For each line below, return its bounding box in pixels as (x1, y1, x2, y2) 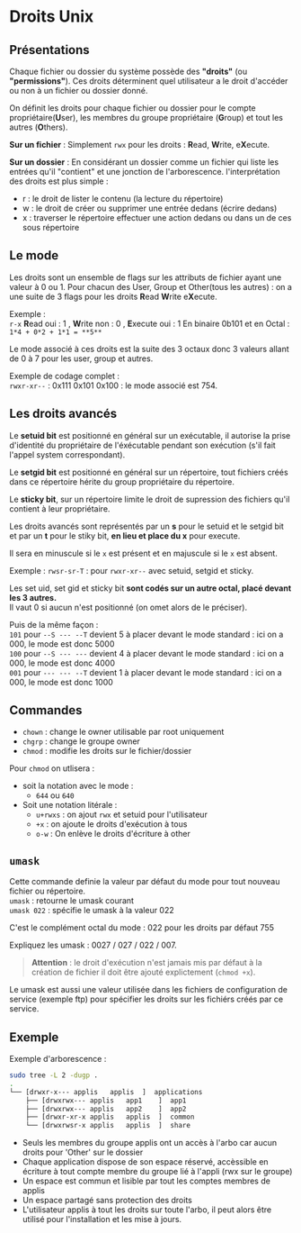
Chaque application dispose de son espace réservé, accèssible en (22, 1156, 269, 1167)
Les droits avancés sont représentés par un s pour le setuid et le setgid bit (9, 521, 285, 531)
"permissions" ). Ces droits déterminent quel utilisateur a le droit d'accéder (9, 76, 288, 86)
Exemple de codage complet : (9, 370, 120, 381)
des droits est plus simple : (9, 176, 110, 186)
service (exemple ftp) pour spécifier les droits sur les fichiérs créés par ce (9, 993, 284, 1005)
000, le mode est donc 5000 (9, 638, 115, 649)
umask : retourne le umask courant (9, 895, 135, 906)
